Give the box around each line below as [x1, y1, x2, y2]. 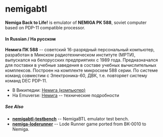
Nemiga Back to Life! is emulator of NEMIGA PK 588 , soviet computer [5, 20, 147, 25]
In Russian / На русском [5, 36, 56, 42]
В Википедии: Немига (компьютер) [12, 87, 86, 93]
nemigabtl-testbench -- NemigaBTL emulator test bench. [12, 116, 129, 122]
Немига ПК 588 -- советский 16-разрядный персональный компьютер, [5, 47, 155, 53]
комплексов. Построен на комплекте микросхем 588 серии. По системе [5, 67, 158, 74]
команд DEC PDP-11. [5, 78, 47, 84]
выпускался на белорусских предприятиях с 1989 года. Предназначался [5, 57, 158, 63]
